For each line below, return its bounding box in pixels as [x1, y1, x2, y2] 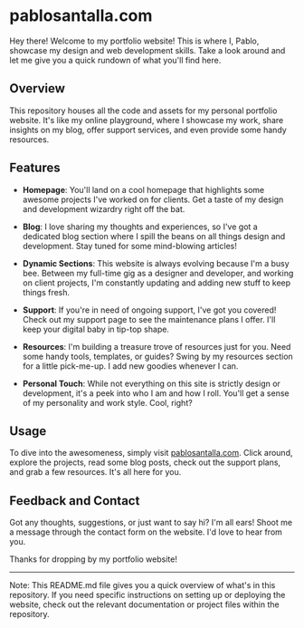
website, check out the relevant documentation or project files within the [9, 599, 280, 610]
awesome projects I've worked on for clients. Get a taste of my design [22, 194, 284, 205]
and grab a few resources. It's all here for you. [9, 467, 182, 478]
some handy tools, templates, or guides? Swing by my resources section [22, 351, 294, 362]
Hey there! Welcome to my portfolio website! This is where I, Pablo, [9, 35, 260, 46]
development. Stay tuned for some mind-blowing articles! [22, 240, 238, 251]
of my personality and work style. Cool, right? [22, 397, 193, 408]
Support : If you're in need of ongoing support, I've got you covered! [22, 304, 277, 315]
